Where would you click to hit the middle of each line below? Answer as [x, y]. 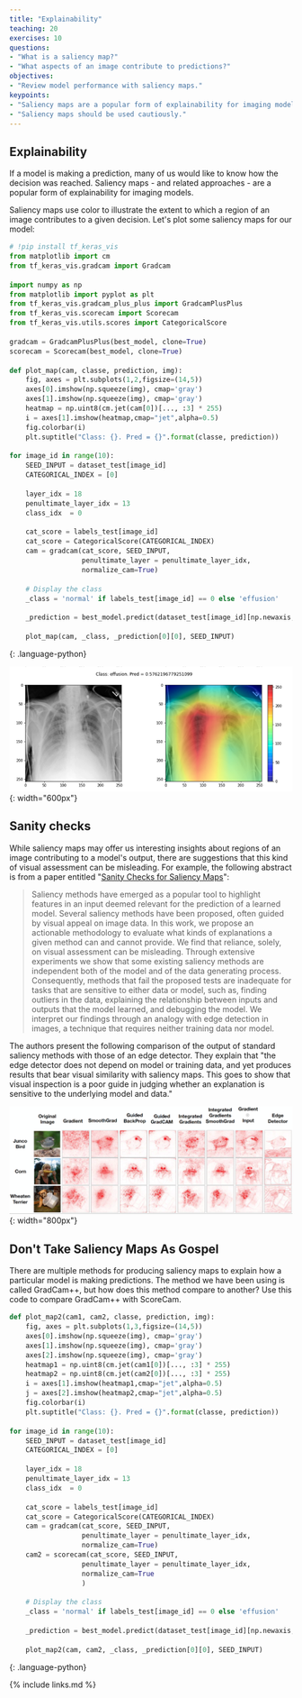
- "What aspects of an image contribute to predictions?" [120, 67]
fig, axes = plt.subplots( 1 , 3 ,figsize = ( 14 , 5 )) [114, 1327]
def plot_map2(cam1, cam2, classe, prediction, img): [112, 1317]
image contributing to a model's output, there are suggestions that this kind [149, 857]
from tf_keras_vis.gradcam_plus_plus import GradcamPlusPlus [126, 304]
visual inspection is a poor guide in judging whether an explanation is [137, 1084]
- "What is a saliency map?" [64, 57]
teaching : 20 [34, 28]
